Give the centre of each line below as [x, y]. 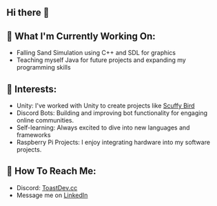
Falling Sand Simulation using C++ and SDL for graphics [96, 53]
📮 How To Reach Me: [52, 171]
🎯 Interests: [32, 89]
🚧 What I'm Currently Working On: [81, 36]
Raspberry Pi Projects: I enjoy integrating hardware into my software [113, 143]
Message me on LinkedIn [52, 195]
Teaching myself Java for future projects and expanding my [101, 60]
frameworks [33, 135]
